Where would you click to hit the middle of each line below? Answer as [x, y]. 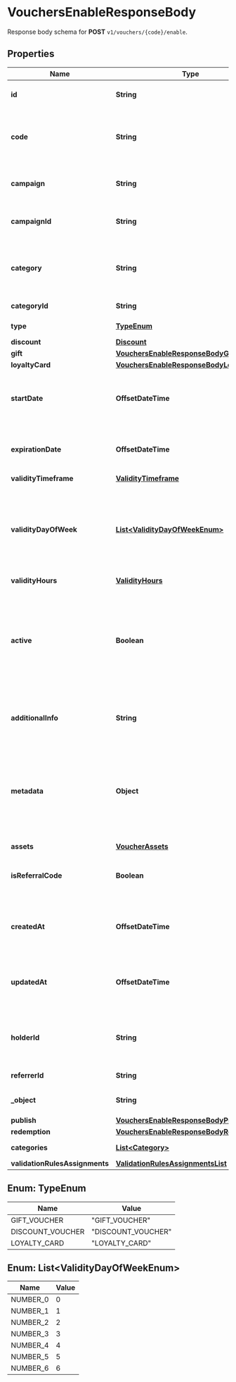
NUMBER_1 [30, 1311]
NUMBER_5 [30, 1357]
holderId [25, 1038]
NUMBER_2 [30, 1323]
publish [24, 1120]
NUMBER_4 [30, 1345]
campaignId [31, 221]
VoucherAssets [142, 846]
